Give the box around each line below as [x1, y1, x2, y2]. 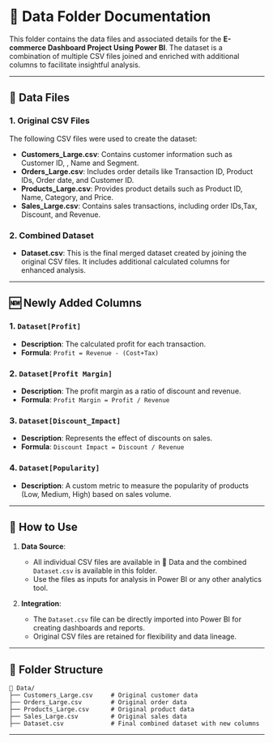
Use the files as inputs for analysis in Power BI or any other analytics [32, 575, 262, 584]
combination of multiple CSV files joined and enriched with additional [9, 51, 240, 61]
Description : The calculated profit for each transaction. [20, 339, 207, 349]
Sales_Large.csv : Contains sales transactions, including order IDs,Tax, [20, 201, 258, 210]
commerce [9, 42, 47, 52]
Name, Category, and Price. [20, 192, 114, 202]
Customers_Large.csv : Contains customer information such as [20, 149, 233, 159]
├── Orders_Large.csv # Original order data [9, 698, 187, 707]
